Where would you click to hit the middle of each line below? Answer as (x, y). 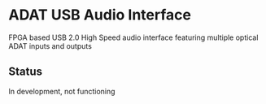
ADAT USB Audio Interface (100, 15)
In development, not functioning (62, 91)
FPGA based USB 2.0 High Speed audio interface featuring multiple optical (133, 37)
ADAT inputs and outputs (50, 45)
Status (26, 72)
